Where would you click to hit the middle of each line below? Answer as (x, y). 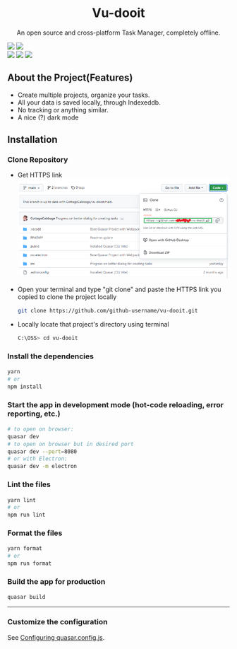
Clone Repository (38, 160)
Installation (32, 140)
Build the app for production (56, 581)
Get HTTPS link (39, 175)
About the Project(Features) (70, 78)
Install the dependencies (50, 356)
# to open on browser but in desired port (71, 444)
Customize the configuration (57, 622)
